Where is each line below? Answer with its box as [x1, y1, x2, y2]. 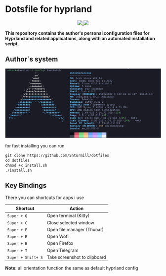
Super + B [7, 241, 28, 246]
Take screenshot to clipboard [46, 254, 106, 260]
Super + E [7, 227, 28, 232]
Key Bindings [5, 181, 47, 190]
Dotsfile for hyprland [5, 3, 92, 15]
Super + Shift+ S [7, 255, 43, 260]
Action [69, 206, 84, 211]
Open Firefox [46, 240, 74, 246]
